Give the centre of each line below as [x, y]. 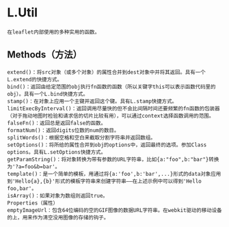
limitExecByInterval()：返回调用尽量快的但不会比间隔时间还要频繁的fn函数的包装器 [113, 108]
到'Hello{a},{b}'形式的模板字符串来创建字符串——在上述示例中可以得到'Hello [104, 181]
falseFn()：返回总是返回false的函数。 [57, 123]
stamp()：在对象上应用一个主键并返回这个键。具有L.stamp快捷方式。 [92, 101]
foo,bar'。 [22, 188]
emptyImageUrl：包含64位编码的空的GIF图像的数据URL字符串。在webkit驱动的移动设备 [114, 210]
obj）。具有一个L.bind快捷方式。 [48, 94]
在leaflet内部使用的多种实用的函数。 [54, 32]
